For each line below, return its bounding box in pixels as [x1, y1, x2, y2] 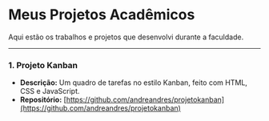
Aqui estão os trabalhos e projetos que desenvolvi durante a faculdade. [8, 32, 244, 42]
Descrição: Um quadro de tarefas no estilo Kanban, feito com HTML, [19, 78, 248, 87]
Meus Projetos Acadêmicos [8, 6, 195, 24]
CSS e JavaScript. [19, 87, 80, 96]
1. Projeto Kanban [8, 59, 78, 71]
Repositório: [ [19, 95, 66, 105]
